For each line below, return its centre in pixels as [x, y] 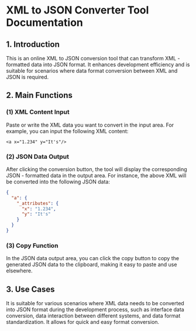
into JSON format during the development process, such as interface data [95, 310]
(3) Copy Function [32, 245]
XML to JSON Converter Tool [78, 10]
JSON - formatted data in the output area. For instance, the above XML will [96, 175]
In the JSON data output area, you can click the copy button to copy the [93, 258]
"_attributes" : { [38, 203]
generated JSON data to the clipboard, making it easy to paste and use [92, 265]
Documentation [45, 23]
